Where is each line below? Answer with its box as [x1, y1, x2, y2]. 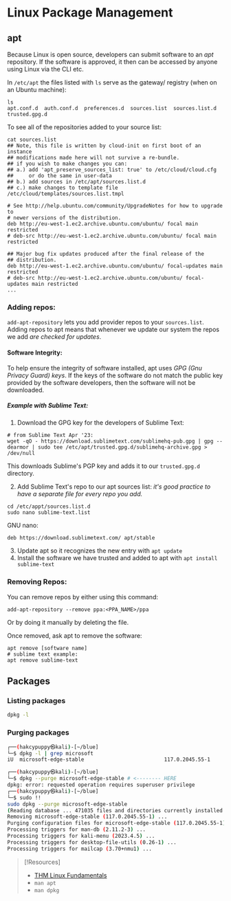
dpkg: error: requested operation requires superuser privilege [7, 781, 195, 788]
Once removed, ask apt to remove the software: [7, 631, 142, 640]
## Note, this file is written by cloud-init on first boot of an [7, 142, 201, 149]
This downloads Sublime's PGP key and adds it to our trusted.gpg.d [7, 462, 201, 470]
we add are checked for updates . [7, 333, 102, 341]
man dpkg [34, 887, 60, 894]
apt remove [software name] [7, 645, 88, 652]
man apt [34, 880, 56, 887]
